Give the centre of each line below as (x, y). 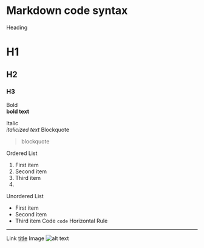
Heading (17, 27)
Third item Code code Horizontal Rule (61, 221)
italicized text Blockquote (38, 129)
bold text (18, 111)
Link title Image (25, 238)
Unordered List (25, 196)
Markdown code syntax (67, 11)
